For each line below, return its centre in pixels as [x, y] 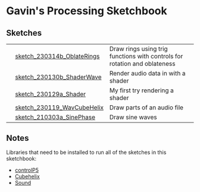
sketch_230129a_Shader [51, 94]
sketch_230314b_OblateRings [57, 56]
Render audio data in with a [147, 73]
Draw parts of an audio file [146, 107]
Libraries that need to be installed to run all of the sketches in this [86, 152]
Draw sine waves [133, 117]
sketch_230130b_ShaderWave [59, 77]
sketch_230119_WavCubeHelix [60, 107]
